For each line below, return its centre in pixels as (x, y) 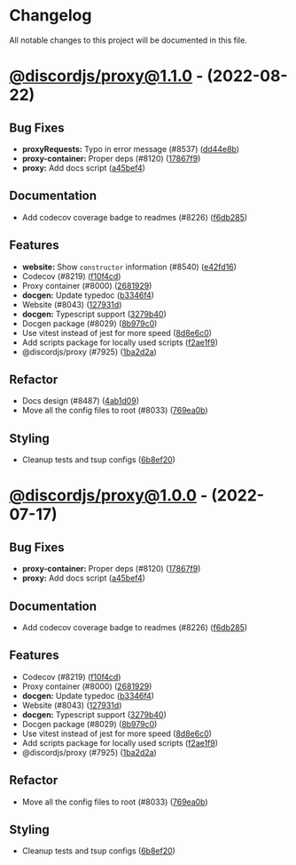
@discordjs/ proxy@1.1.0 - (106, 76)
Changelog (51, 16)
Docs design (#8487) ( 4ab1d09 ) (81, 401)
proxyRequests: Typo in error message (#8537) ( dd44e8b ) (131, 148)
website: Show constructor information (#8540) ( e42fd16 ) (129, 267)
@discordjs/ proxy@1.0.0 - (109, 496)
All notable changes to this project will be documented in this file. (129, 40)
